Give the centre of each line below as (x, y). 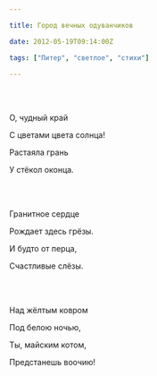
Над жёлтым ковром (49, 311)
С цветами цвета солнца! (57, 135)
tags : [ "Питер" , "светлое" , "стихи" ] (79, 58)
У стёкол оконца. (41, 170)
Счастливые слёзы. (46, 266)
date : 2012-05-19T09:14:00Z (62, 41)
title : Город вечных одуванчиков (71, 25)
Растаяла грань (39, 152)
